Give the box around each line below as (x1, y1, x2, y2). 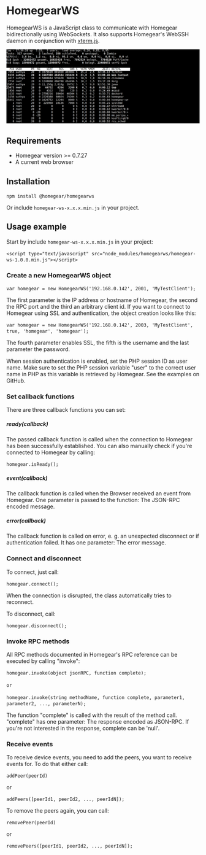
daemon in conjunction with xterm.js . (6, 37, 100, 44)
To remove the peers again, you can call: (6, 807, 109, 814)
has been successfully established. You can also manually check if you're (6, 443, 193, 450)
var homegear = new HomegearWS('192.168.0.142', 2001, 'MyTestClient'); (6, 286, 196, 292)
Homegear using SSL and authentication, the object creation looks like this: (6, 309, 196, 317)
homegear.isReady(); (6, 462, 59, 468)
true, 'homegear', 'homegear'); (6, 328, 89, 335)
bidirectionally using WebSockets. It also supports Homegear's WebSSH (6, 30, 189, 37)
